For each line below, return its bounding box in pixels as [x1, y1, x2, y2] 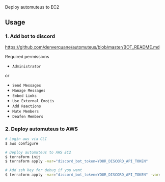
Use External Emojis [12, 98, 55, 103]
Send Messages [12, 83, 41, 88]
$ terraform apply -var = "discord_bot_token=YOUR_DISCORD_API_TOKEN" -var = [5, 172, 162, 178]
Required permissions [5, 53, 50, 59]
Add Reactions [12, 104, 41, 109]
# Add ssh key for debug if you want [5, 168, 82, 173]
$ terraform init [5, 154, 41, 159]
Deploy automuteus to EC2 [5, 4, 59, 10]
